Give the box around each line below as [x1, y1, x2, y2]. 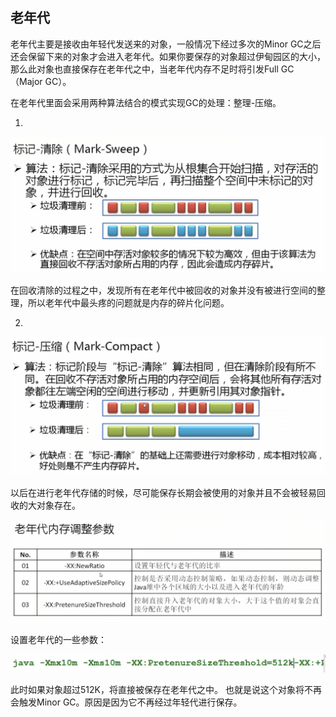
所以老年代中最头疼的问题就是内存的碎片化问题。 [27, 296, 230, 308]
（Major [10, 75, 43, 87]
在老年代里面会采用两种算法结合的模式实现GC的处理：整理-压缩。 [10, 96, 282, 108]
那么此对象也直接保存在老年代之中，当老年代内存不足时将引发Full [10, 63, 279, 75]
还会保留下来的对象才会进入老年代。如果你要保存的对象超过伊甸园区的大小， [10, 50, 326, 62]
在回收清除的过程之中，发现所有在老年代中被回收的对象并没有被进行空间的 [10, 284, 317, 296]
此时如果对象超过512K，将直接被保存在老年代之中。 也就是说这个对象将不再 [10, 683, 322, 695]
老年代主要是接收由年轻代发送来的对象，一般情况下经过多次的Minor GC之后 [10, 38, 322, 50]
